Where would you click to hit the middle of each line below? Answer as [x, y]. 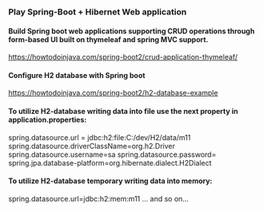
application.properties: [48, 119]
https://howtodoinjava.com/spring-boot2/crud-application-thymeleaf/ [123, 57]
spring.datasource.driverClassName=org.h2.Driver [92, 146]
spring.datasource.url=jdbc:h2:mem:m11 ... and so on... [99, 198]
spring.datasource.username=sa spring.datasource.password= [112, 154]
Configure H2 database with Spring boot [77, 75]
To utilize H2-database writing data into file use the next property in [123, 111]
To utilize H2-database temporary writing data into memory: [111, 181]
